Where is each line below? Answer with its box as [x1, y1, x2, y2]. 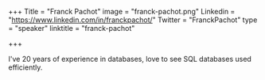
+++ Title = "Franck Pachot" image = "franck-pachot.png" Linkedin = [8, 7, 236, 16]
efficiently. [8, 63, 43, 72]
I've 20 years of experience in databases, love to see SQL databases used [8, 55, 252, 63]
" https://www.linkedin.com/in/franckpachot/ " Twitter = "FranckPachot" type [8, 15, 258, 25]
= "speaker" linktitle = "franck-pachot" [8, 24, 135, 32]
